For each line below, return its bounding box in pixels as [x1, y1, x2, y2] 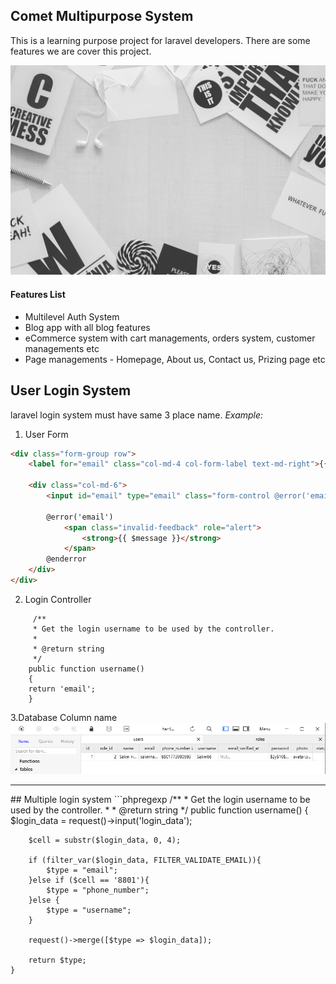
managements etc [24, 342, 100, 354]
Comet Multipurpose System [10, 8, 194, 25]
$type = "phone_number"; [46, 885, 150, 895]
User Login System [10, 382, 132, 399]
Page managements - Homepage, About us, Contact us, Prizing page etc [24, 353, 326, 365]
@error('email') [46, 512, 114, 522]
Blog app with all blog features [24, 321, 151, 333]
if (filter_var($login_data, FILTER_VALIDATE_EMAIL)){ [28, 855, 262, 865]
